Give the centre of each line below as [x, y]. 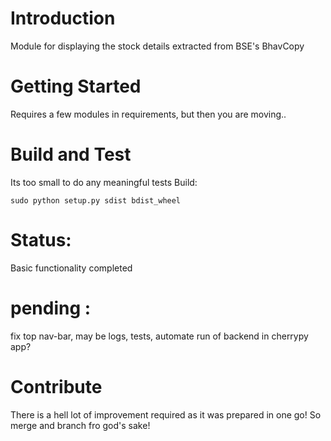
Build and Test [71, 154]
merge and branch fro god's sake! [80, 425]
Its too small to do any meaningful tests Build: [104, 182]
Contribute [56, 386]
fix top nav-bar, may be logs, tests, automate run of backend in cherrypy [159, 336]
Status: [41, 240]
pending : [51, 308]
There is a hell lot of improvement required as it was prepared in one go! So [166, 414]
